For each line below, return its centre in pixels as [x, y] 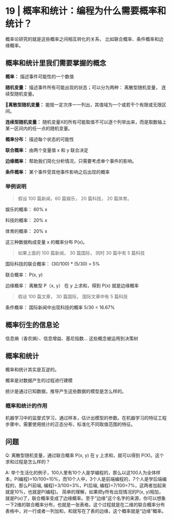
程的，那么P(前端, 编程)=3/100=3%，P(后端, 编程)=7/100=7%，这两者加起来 [86, 485]
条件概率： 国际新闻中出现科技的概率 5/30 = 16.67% [60, 307]
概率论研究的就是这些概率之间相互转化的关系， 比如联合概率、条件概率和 [82, 39]
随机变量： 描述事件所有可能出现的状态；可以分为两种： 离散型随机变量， [83, 87]
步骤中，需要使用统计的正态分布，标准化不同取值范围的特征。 [70, 424]
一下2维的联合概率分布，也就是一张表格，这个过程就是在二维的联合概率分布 [85, 504]
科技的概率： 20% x [26, 220]
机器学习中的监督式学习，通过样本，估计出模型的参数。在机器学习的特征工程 [86, 418]
